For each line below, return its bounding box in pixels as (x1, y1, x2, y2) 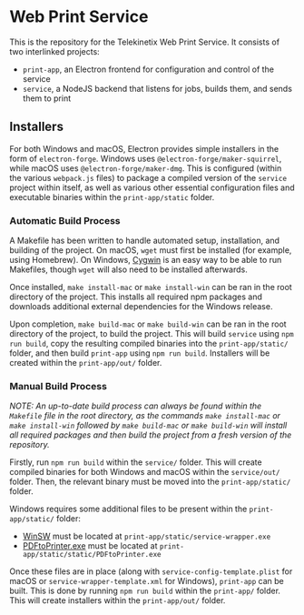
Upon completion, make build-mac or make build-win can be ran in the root (9, 318, 288, 329)
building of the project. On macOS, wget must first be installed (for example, (9, 245, 292, 256)
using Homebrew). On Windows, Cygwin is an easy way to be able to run (9, 255, 282, 266)
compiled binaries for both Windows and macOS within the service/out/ (9, 467, 280, 478)
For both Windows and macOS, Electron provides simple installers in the (9, 143, 279, 154)
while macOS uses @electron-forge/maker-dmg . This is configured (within (9, 162, 282, 174)
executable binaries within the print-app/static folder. (9, 191, 215, 202)
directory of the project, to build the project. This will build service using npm (9, 328, 295, 339)
